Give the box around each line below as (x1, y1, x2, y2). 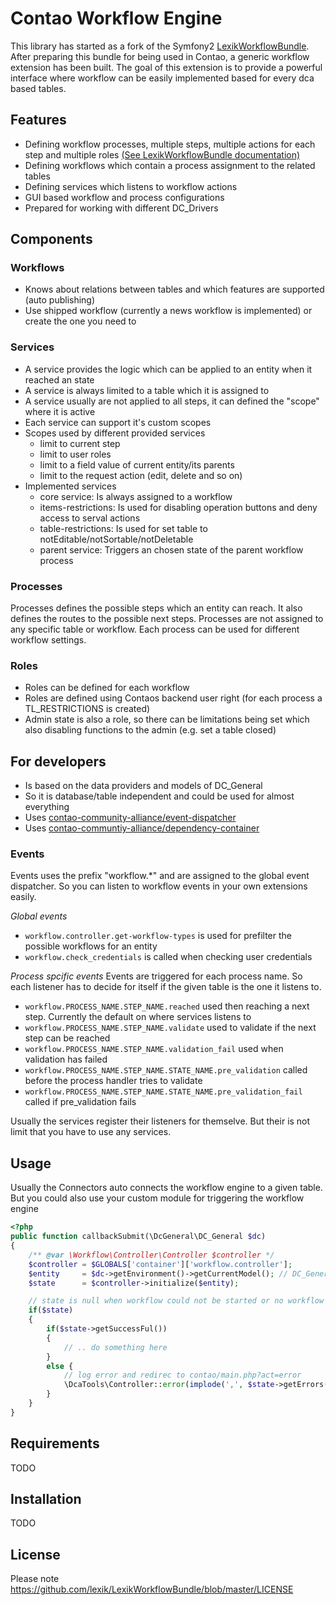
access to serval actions (39, 512, 141, 524)
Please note (10, 1573, 60, 1585)
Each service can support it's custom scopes (24, 416, 212, 428)
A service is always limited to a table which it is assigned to (24, 384, 270, 396)
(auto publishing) (24, 294, 96, 306)
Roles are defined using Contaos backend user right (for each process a (24, 692, 323, 704)
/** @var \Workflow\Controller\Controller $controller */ (28, 1250, 275, 1260)
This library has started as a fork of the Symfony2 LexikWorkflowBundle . (10, 40, 310, 52)
